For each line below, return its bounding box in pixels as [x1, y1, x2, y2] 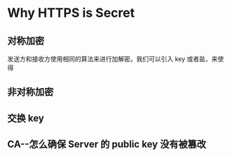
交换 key [7, 112, 44, 124]
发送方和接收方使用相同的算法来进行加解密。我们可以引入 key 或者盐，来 [7, 55, 218, 63]
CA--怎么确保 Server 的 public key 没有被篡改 [7, 139, 206, 151]
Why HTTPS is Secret [7, 5, 135, 21]
